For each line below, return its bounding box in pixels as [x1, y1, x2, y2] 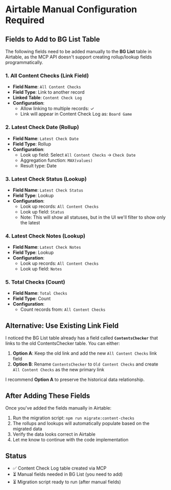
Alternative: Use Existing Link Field [5, 321, 119, 330]
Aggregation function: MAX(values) [20, 157, 93, 163]
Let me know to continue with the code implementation [12, 437, 129, 443]
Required [5, 14, 45, 26]
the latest [20, 219, 40, 226]
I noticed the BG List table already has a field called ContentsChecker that [5, 335, 158, 341]
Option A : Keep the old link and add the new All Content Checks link [12, 350, 157, 356]
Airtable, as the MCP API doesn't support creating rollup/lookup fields [5, 54, 152, 60]
